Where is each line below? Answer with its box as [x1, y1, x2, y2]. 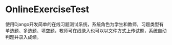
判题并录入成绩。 [5, 34, 41, 40]
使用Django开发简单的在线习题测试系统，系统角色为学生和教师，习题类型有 [5, 21, 164, 27]
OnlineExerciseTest [5, 4, 90, 15]
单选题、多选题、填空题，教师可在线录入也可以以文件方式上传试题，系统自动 [5, 27, 167, 34]
